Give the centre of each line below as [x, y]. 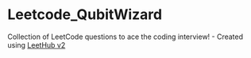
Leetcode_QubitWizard [85, 15]
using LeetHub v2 [37, 44]
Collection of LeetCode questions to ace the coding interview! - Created [125, 37]
